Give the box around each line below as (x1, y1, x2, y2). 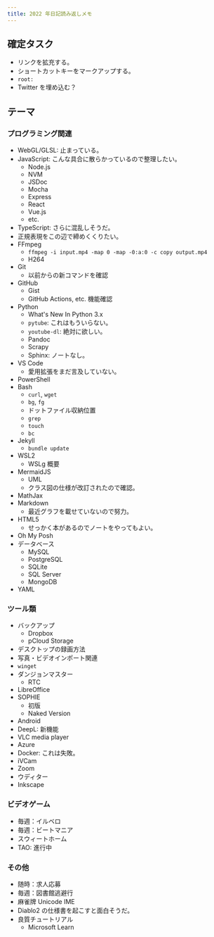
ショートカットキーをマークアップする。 (17, 67, 135, 75)
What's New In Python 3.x (27, 310, 103, 319)
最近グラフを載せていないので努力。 (27, 508, 133, 516)
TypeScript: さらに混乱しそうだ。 (17, 223, 114, 232)
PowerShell (17, 375, 51, 384)
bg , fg (27, 398, 45, 406)
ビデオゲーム (7, 800, 51, 810)
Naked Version (27, 709, 71, 718)
